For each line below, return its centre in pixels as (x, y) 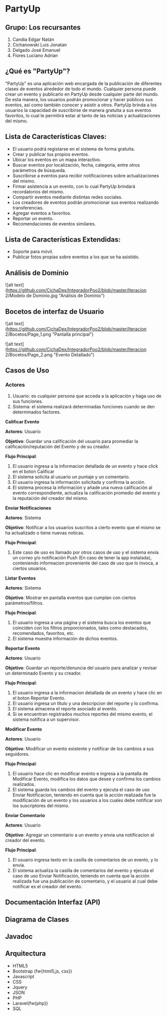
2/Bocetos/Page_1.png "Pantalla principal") (49, 334)
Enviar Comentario (25, 815)
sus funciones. (28, 401)
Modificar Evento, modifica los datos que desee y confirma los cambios (87, 779)
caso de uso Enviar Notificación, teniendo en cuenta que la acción (81, 876)
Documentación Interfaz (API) (53, 902)
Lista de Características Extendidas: (63, 240)
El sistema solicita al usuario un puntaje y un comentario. (71, 477)
